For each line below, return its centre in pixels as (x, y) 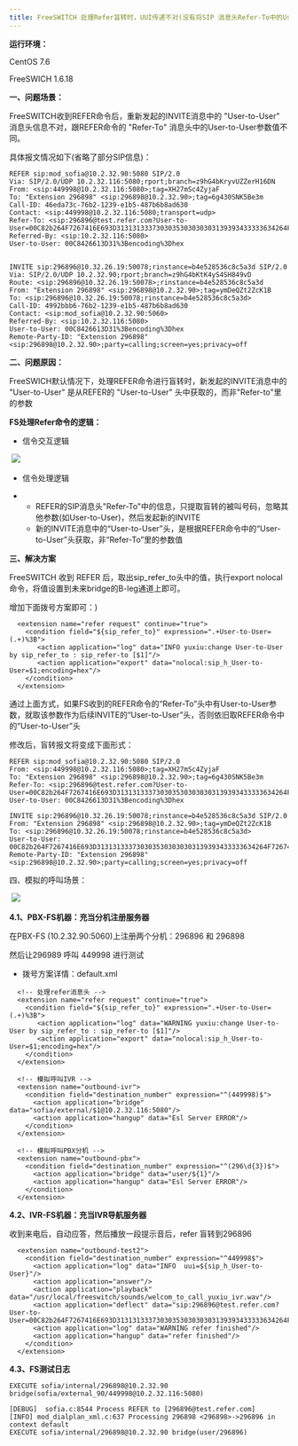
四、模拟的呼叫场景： (48, 880)
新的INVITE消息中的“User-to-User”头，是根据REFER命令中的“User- (158, 528)
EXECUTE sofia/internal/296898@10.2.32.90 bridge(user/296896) (129, 1432)
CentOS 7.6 (30, 61)
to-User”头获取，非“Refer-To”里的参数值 (109, 539)
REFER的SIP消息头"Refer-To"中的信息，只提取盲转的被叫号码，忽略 (158, 506)
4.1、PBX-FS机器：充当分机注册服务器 (79, 917)
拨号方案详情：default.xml (70, 973)
